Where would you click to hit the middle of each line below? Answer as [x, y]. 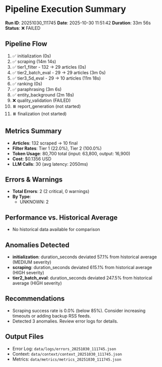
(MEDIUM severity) [32, 262]
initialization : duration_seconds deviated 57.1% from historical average [84, 257]
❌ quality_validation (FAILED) [41, 100]
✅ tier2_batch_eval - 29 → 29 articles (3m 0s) [59, 72]
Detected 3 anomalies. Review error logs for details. [65, 321]
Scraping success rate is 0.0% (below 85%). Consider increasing [79, 311]
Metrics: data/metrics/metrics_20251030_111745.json [67, 359]
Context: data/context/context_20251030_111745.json [67, 354]
